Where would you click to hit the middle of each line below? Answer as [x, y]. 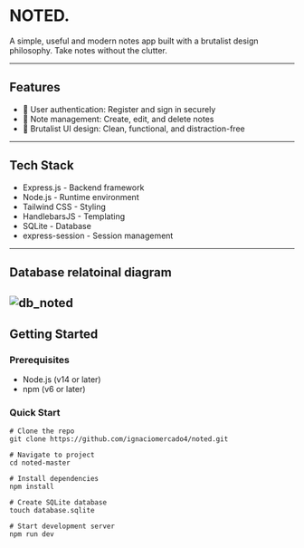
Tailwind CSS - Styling [64, 207]
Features [35, 87]
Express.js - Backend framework [83, 187]
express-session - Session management [98, 236]
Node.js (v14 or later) [62, 380]
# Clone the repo [42, 431]
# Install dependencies [54, 479]
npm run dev [32, 534]
